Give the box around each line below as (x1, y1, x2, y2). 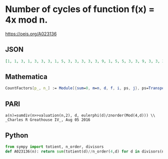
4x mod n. (5, 14, 48, 26)
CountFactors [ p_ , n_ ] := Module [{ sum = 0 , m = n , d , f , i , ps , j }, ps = (5, 86, 149, 91)
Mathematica (5, 73, 47, 81)
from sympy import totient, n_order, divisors (5, 144, 104, 149)
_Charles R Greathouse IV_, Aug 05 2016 (5, 117, 91, 122)
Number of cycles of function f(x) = (5, 4, 155, 15)
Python (5, 131, 28, 139)
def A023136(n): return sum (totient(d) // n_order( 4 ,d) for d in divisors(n (5, 149, 164, 154)
